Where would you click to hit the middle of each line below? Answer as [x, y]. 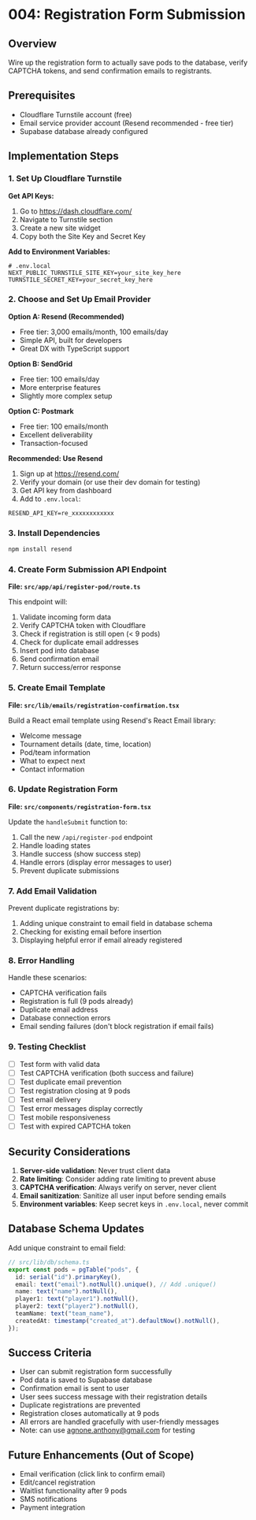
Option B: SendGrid [41, 363]
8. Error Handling [41, 961]
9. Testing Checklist [47, 1047]
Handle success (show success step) [80, 853]
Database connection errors [65, 1018]
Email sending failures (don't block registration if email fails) [117, 1027]
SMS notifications [48, 1500]
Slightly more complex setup [66, 396]
